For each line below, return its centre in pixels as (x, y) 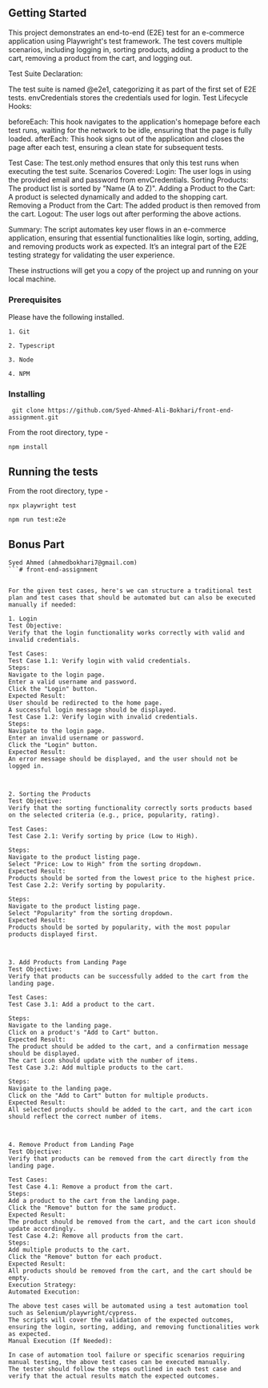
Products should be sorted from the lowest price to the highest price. (132, 878)
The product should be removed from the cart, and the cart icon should (132, 1222)
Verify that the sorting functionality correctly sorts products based (130, 809)
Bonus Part (36, 544)
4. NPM (19, 374)
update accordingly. (43, 1229)
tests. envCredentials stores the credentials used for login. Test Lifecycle (128, 97)
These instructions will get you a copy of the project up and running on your (133, 270)
